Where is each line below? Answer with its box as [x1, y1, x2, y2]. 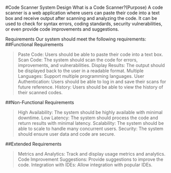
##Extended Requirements [5, 141, 62, 147]
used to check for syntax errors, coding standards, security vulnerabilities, [5, 20, 163, 27]
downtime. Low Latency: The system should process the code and [17, 115, 158, 121]
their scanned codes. [17, 90, 63, 95]
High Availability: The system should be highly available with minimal [17, 110, 163, 115]
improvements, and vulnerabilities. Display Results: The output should [17, 62, 165, 68]
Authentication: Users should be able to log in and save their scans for [17, 79, 166, 84]
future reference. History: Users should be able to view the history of [17, 84, 163, 90]
